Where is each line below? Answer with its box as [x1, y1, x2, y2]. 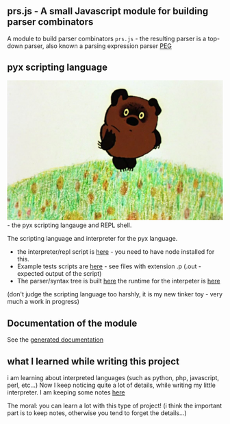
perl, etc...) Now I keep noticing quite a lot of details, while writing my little [7, 381, 216, 390]
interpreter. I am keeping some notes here [7, 388, 125, 397]
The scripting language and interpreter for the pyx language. [7, 235, 178, 243]
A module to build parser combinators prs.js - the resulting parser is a [7, 34, 207, 43]
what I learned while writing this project [7, 355, 180, 367]
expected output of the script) [16, 270, 102, 278]
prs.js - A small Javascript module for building [7, 5, 209, 17]
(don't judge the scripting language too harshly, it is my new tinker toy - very [7, 290, 223, 298]
